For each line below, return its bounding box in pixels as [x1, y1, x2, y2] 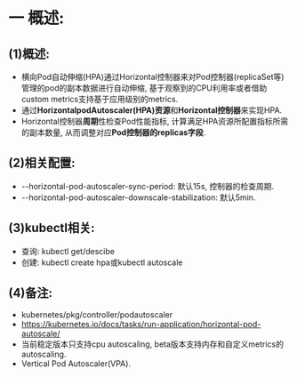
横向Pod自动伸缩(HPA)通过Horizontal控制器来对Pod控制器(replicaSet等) [20, 72, 285, 82]
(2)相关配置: [8, 156, 76, 171]
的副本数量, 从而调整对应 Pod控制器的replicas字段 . [20, 127, 206, 138]
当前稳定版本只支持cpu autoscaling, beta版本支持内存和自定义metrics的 [20, 339, 284, 349]
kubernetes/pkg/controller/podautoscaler [20, 309, 173, 320]
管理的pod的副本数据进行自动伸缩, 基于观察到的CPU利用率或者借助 [20, 83, 268, 93]
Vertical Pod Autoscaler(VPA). [20, 358, 131, 369]
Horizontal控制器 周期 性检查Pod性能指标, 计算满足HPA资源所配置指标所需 [20, 116, 289, 126]
